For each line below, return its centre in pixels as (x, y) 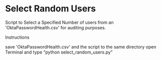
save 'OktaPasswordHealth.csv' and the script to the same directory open (81, 47)
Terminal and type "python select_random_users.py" (59, 52)
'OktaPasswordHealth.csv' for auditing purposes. (55, 27)
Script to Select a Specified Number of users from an (59, 22)
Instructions (17, 37)
